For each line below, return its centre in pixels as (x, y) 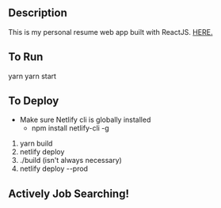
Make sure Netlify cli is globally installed (85, 120)
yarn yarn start (32, 76)
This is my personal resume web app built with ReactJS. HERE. (110, 32)
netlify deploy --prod (54, 168)
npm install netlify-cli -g (70, 128)
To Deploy (34, 101)
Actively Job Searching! (69, 193)
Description (38, 13)
